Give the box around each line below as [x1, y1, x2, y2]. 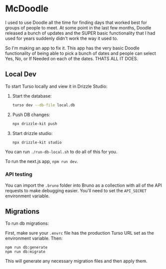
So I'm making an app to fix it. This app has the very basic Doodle [5, 45, 140, 51]
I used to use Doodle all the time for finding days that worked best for [5, 19, 148, 25]
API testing [5, 171, 32, 178]
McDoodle [5, 3, 49, 14]
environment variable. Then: [5, 235, 63, 242]
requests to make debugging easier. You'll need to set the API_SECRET [5, 187, 147, 193]
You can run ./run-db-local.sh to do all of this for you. [5, 149, 118, 155]
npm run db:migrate [5, 250, 46, 255]
